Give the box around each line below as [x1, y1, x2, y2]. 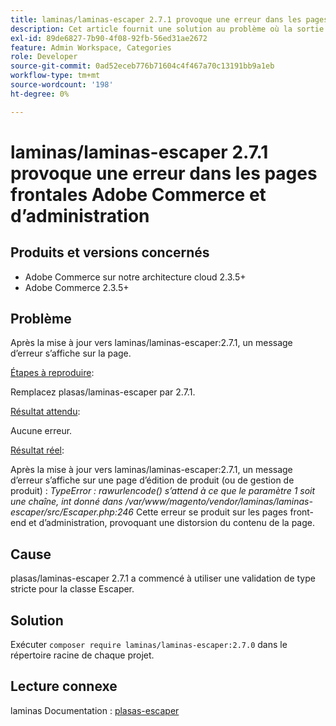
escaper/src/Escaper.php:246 [10, 506, 134, 518]
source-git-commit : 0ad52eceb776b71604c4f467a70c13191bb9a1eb [10, 61, 275, 71]
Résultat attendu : [10, 406, 81, 418]
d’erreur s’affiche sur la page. [10, 347, 132, 360]
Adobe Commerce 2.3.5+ [24, 281, 130, 293]
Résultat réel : [10, 444, 65, 456]
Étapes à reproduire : [10, 367, 95, 379]
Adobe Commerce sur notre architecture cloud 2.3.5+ [24, 271, 247, 283]
